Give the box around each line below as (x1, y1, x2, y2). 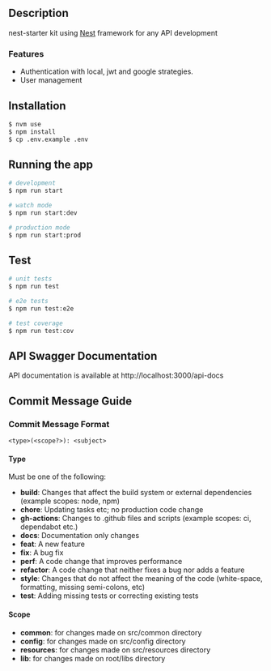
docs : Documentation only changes (19, 531, 140, 541)
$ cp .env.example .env (8, 135, 89, 143)
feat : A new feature (19, 539, 85, 549)
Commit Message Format (8, 418, 110, 430)
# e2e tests (8, 297, 49, 306)
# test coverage (8, 319, 63, 327)
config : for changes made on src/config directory (19, 636, 186, 646)
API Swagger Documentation (8, 349, 158, 363)
